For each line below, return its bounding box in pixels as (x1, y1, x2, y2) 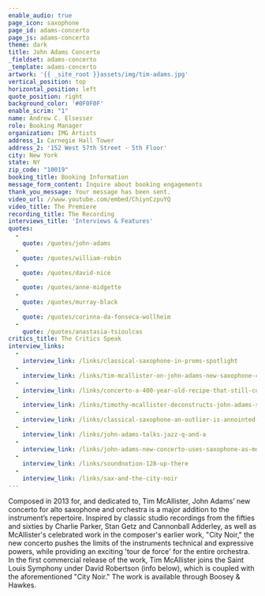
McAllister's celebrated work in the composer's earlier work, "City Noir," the (8, 530, 255, 539)
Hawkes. (8, 580, 37, 590)
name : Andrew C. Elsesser (8, 115, 93, 123)
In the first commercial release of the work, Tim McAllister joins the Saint (8, 555, 244, 564)
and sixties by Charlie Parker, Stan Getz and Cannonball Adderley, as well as (8, 521, 257, 530)
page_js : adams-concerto (8, 33, 90, 42)
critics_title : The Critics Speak (8, 335, 122, 343)
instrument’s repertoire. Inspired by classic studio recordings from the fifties (8, 513, 255, 522)
